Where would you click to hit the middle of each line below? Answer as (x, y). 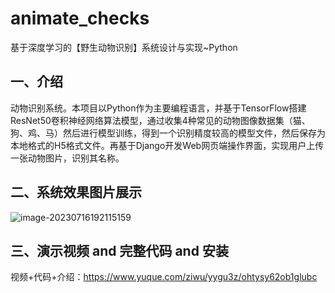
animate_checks (80, 18)
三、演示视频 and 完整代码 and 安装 (119, 250)
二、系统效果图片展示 (76, 192)
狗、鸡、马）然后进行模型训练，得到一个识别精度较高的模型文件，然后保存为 (168, 133)
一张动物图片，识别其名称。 (67, 158)
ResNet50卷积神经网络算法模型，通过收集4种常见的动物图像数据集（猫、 (160, 120)
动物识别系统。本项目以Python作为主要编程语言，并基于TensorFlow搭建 (158, 108)
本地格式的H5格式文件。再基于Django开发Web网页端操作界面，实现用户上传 (167, 145)
